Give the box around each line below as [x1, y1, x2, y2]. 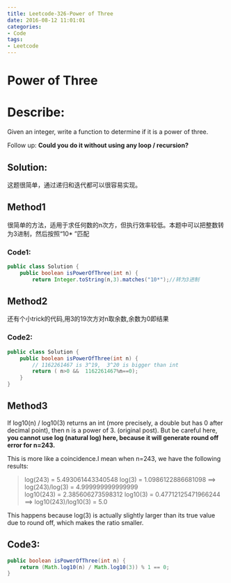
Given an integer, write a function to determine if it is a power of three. [7, 128, 209, 136]
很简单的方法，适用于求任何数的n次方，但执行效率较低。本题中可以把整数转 [7, 220, 225, 229]
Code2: [7, 333, 33, 342]
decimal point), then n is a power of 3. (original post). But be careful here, [7, 426, 218, 434]
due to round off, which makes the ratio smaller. [7, 518, 144, 527]
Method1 [7, 202, 47, 213]
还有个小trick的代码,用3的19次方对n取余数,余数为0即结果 [7, 315, 169, 323]
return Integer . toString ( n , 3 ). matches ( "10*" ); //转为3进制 [32, 276, 200, 283]
